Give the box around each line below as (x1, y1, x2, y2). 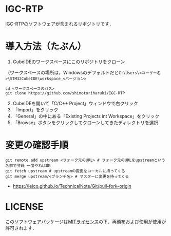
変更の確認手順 (5, 140, 69, 151)
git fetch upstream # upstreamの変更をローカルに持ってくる (5, 168, 125, 173)
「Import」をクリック (12, 106, 59, 113)
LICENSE (5, 201, 44, 212)
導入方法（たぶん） (5, 41, 87, 52)
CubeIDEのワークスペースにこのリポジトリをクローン (12, 58, 125, 65)
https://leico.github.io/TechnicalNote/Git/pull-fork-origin (12, 183, 132, 189)
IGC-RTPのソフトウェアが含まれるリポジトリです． (5, 21, 114, 27)
